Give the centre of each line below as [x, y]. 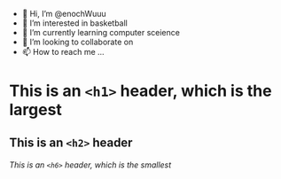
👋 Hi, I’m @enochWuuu [64, 14]
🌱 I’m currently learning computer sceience [101, 32]
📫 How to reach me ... [63, 52]
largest [35, 110]
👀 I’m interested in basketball [75, 23]
